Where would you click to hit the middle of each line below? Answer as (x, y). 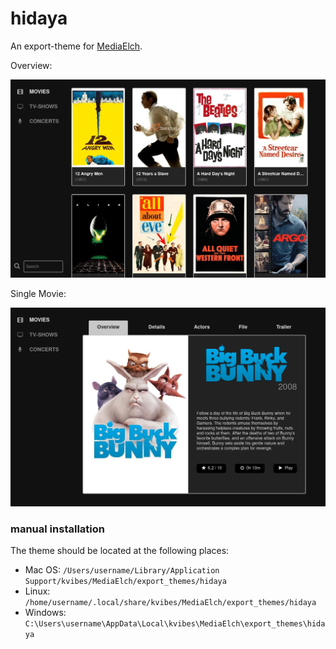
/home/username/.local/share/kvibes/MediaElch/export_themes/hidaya (170, 603)
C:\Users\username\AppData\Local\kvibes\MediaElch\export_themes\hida (175, 624)
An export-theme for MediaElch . (76, 46)
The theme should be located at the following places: (120, 551)
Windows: (45, 613)
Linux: (37, 591)
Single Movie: (38, 294)
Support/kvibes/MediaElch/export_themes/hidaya (125, 582)
